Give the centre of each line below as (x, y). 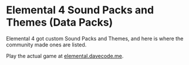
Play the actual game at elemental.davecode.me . (65, 56)
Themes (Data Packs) (60, 22)
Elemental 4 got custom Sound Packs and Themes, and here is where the (95, 38)
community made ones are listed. (46, 45)
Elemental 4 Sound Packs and (80, 10)
